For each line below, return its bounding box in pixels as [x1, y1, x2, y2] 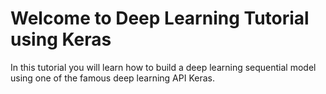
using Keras [10, 28, 112, 51]
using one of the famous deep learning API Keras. [10, 72, 215, 84]
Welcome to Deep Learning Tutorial [10, 7, 310, 30]
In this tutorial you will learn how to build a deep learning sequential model [10, 61, 317, 73]
